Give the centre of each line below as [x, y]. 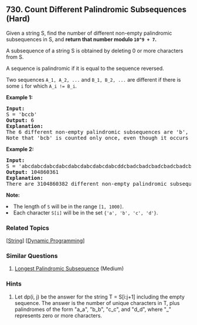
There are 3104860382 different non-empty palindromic [86, 184]
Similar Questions [32, 256]
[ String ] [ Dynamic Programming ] [45, 241]
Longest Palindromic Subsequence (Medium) [69, 269]
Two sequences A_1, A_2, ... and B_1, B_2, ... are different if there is [94, 79]
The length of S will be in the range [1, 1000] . [69, 206]
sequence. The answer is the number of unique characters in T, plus [97, 303]
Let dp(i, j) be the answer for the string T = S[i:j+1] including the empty [99, 297]
